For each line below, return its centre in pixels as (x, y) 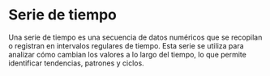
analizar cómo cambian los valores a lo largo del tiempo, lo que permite (128, 54)
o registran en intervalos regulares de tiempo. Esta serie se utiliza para (126, 45)
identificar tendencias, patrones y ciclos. (76, 63)
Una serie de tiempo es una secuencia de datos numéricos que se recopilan (135, 37)
